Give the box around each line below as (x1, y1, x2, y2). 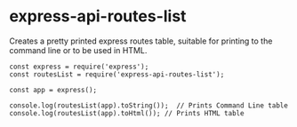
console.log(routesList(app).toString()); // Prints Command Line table (9, 100, 289, 110)
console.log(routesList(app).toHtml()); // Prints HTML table (9, 108, 245, 117)
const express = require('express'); (9, 62, 149, 71)
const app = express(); (9, 85, 98, 94)
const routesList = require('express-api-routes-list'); (9, 69, 225, 79)
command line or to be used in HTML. (9, 44, 148, 55)
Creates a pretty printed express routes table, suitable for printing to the (9, 36, 273, 46)
